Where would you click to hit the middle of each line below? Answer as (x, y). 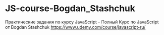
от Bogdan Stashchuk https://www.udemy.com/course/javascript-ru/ (75, 27)
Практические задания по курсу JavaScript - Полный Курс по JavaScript (82, 22)
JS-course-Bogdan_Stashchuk (70, 9)
